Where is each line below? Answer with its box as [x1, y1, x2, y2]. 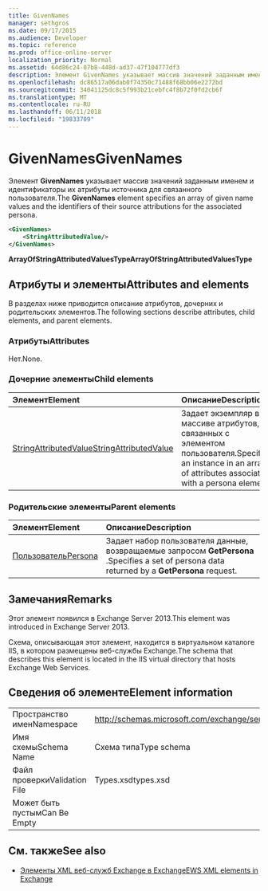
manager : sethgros [8, 19, 69, 27]
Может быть [12, 797, 61, 808]
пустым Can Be [12, 807, 69, 818]
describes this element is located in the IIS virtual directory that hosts [8, 654, 236, 664]
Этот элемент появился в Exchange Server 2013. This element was [8, 613, 231, 622]
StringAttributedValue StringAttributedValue [12, 442, 174, 453]
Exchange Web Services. [8, 662, 91, 672]
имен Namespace [12, 718, 78, 729]
